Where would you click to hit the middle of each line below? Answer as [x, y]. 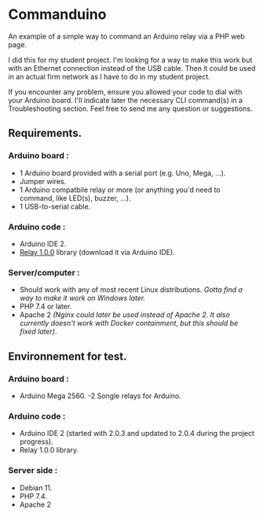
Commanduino [57, 15]
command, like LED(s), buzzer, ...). [75, 198]
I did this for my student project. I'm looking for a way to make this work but [130, 60]
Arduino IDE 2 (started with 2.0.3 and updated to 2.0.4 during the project [137, 434]
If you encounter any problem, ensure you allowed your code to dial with [125, 91]
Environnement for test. [68, 356]
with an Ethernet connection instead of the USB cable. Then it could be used [132, 68]
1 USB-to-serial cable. [55, 206]
